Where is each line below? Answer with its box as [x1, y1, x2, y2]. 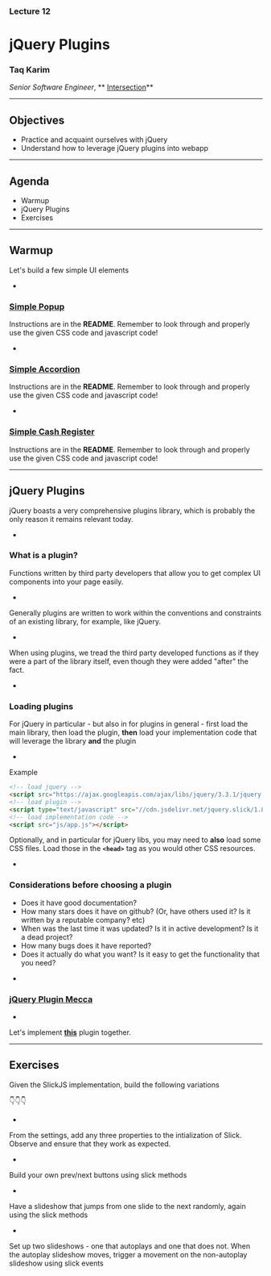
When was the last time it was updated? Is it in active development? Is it [20, 924, 259, 933]
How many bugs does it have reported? [20, 940, 152, 950]
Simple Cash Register [9, 426, 95, 437]
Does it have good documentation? [20, 898, 138, 907]
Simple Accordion [9, 364, 80, 375]
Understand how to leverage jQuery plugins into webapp [20, 144, 208, 153]
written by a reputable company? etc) [20, 915, 146, 924]
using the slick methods [9, 1210, 88, 1220]
